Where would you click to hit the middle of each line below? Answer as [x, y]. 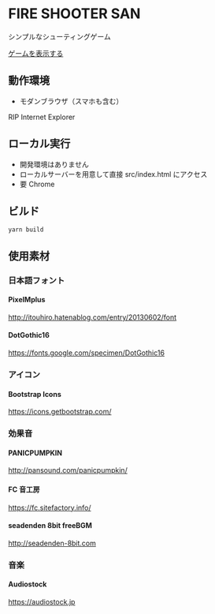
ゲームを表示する [36, 53]
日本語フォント [37, 280]
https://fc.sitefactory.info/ [50, 507]
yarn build [26, 230]
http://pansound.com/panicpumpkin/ [68, 470]
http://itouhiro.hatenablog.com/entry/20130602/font [93, 317]
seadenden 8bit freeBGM [50, 526]
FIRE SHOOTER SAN [74, 14]
